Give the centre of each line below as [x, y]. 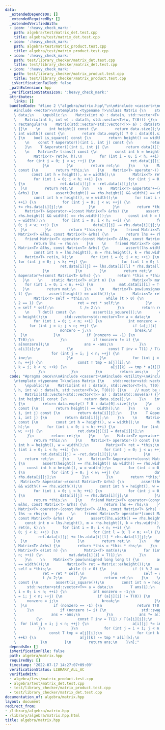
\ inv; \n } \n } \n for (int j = [87, 358]
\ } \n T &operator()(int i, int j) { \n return [77, 147]
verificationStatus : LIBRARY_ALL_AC [47, 669]
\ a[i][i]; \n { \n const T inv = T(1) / [83, 349]
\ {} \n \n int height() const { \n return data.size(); [85, 129]
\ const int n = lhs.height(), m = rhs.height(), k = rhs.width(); [88, 523]
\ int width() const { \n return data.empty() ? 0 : [76, 134]
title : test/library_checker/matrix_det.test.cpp [66, 65]
